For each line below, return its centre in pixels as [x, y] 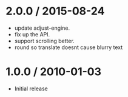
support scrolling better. [45, 41]
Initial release [31, 89]
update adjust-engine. [42, 28]
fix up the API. [32, 34]
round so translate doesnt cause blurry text [69, 47]
